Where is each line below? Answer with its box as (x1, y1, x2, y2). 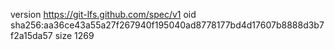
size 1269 (54, 30, 95, 41)
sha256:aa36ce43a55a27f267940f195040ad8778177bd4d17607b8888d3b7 (10, 19, 325, 31)
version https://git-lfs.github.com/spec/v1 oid (10, 9, 197, 20)
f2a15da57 (10, 30, 53, 41)
